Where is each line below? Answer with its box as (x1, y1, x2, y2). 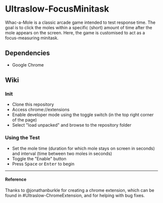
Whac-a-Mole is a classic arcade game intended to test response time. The (5, 19, 156, 25)
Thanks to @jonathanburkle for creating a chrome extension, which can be (5, 187, 154, 193)
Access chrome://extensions (12, 107, 70, 113)
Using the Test (5, 135, 40, 141)
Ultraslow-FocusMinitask (5, 3, 109, 15)
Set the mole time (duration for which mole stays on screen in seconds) (12, 145, 155, 151)
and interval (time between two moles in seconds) (12, 151, 113, 156)
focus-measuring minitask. (5, 35, 59, 41)
